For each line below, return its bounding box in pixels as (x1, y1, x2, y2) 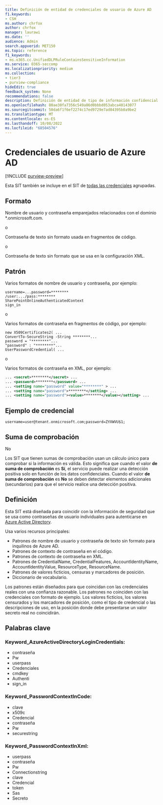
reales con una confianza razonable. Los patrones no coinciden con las (5, 589, 149, 595)
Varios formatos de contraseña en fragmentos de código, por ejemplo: (5, 320, 147, 326)
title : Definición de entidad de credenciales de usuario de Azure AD (5, 7, 152, 12)
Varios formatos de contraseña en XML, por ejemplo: (5, 365, 111, 371)
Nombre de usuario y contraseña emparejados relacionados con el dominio (5, 210, 157, 216)
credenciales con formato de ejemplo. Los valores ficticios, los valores (5, 594, 147, 600)
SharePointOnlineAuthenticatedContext (5, 298, 84, 303)
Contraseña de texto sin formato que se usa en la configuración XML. (5, 253, 145, 259)
